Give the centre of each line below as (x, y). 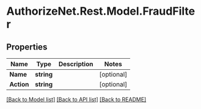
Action (19, 84)
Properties (27, 47)
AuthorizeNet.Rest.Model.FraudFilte (101, 11)
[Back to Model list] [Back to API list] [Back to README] (76, 100)
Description (76, 64)
